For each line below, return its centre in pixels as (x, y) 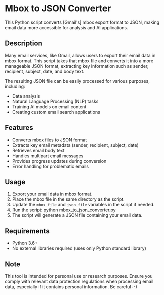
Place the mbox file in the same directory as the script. (68, 199)
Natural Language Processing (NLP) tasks (55, 101)
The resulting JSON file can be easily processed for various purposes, (77, 81)
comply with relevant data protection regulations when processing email (79, 281)
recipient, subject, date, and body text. (45, 71)
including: (15, 86)
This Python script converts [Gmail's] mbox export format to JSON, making (82, 22)
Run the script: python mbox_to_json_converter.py (64, 210)
